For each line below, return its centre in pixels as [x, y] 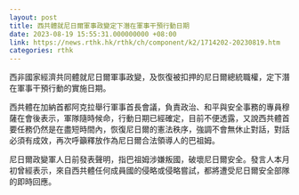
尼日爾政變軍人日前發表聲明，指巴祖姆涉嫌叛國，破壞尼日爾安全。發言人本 [145, 159]
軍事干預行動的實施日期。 [64, 88]
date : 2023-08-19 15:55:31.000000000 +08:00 [93, 34]
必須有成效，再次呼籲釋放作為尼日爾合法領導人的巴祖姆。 [114, 141]
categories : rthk [41, 51]
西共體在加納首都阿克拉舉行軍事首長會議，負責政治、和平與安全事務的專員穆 [149, 107]
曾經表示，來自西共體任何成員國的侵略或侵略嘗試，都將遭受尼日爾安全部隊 [153, 171]
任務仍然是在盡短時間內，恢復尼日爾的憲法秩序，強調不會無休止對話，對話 [153, 129]
